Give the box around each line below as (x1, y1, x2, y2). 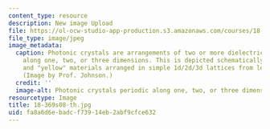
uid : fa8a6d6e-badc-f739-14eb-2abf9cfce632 (8, 109, 157, 117)
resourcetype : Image (8, 94, 78, 102)
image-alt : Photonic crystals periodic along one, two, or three (15, 86, 239, 95)
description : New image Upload (8, 19, 113, 27)
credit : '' (15, 79, 52, 87)
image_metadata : (8, 42, 63, 50)
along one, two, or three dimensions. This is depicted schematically (22, 57, 264, 65)
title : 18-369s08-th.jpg (8, 101, 92, 109)
